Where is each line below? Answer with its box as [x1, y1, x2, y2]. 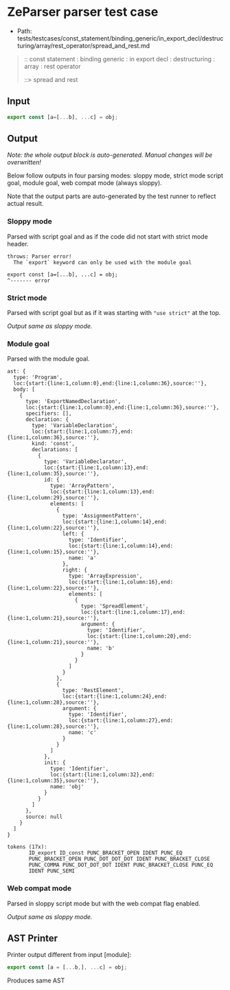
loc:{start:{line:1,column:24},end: [62, 693, 168, 700]
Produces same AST [7, 976, 65, 984]
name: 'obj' [50, 784, 84, 790]
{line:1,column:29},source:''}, [7, 495, 100, 502]
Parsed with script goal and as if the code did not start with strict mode [7, 232, 208, 241]
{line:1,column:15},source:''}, [7, 548, 100, 556]
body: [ [13, 386, 36, 393]
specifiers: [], [25, 410, 72, 417]
